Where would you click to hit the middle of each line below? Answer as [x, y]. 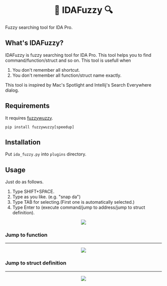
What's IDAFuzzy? [34, 43]
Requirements [27, 106]
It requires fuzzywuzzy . [29, 118]
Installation [23, 142]
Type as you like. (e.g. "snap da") [46, 197]
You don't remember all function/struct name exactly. [67, 75]
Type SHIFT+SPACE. [33, 192]
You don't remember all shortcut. [46, 70]
